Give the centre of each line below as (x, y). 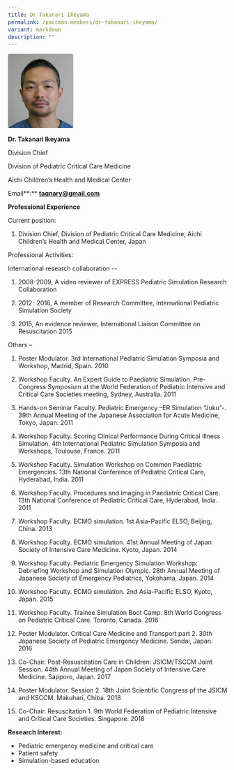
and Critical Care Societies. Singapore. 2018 (81, 719)
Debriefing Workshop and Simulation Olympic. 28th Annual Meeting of (119, 571)
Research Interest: (35, 732)
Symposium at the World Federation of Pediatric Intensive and (136, 387)
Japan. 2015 (36, 599)
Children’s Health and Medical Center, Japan (82, 242)
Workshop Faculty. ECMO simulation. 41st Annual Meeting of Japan (115, 542)
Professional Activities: (41, 255)
